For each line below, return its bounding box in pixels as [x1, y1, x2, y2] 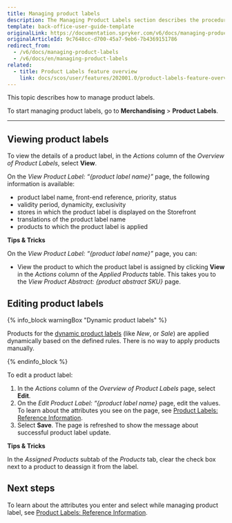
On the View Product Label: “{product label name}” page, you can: [7, 250, 197, 258]
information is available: [7, 180, 75, 188]
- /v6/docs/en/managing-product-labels [13, 55, 128, 62]
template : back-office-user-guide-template [7, 23, 135, 30]
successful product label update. [17, 428, 111, 437]
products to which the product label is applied [17, 223, 148, 231]
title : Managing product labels [7, 10, 100, 17]
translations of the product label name [17, 215, 126, 223]
